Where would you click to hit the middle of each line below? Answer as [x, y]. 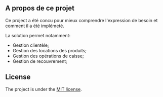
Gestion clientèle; [31, 45]
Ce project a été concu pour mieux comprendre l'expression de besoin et [81, 20]
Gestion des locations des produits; [50, 50]
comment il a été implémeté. [35, 26]
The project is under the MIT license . [44, 89]
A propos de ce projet [40, 8]
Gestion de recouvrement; [40, 61]
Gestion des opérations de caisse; [48, 56]
